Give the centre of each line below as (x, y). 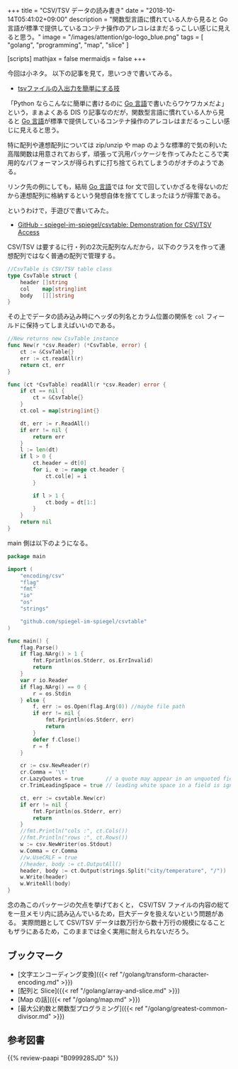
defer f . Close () (57, 740)
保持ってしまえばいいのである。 (72, 325)
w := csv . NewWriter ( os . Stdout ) (66, 844)
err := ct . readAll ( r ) (52, 358)
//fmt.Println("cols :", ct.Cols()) (74, 831)
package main (27, 556)
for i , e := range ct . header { (79, 470)
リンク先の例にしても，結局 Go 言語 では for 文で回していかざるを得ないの (115, 187)
